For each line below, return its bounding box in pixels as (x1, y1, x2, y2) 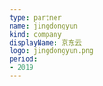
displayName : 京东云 (9, 38, 82, 47)
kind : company (9, 30, 63, 39)
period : (9, 55, 39, 64)
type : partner (9, 13, 63, 22)
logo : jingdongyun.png (9, 47, 94, 56)
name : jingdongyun (9, 21, 78, 30)
